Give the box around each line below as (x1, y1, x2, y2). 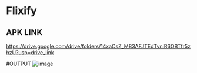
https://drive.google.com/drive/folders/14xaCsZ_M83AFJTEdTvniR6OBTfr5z (6, 43, 191, 50)
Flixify (6, 4, 37, 18)
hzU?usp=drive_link (6, 49, 54, 56)
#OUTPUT (6, 60, 31, 67)
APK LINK (6, 27, 43, 37)
